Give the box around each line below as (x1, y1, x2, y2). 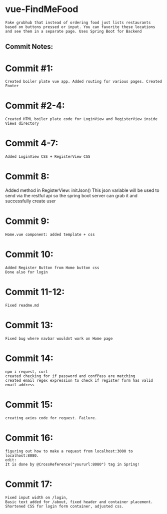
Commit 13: (5, 320, 53, 331)
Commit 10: (5, 249, 53, 260)
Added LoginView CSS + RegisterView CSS (5, 154, 91, 159)
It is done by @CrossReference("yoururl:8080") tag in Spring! (5, 462, 140, 467)
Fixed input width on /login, (5, 495, 68, 500)
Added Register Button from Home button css (5, 265, 99, 270)
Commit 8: (5, 171, 50, 182)
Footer (5, 84, 19, 89)
